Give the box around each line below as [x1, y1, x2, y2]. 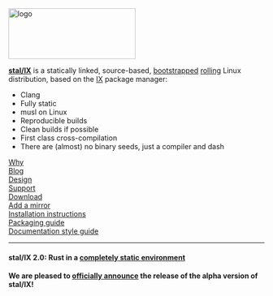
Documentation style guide [8, 226, 99, 236]
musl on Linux [19, 107, 67, 117]
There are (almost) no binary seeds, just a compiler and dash [19, 142, 225, 151]
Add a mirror [8, 200, 51, 210]
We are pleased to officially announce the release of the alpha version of [8, 271, 258, 281]
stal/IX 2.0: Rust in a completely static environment [8, 252, 185, 262]
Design [8, 174, 32, 184]
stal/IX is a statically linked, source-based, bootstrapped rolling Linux [8, 66, 241, 75]
